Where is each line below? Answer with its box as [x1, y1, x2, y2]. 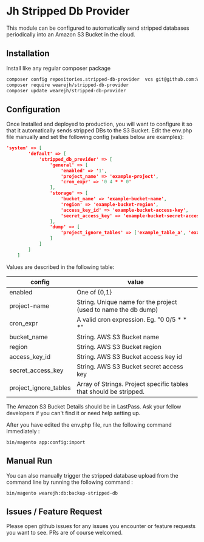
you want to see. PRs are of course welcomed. [6, 529, 123, 537]
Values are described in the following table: [6, 263, 115, 271]
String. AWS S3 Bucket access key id [76, 352, 182, 361]
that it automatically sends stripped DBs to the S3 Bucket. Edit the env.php [6, 127, 192, 134]
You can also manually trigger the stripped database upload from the [6, 472, 178, 479]
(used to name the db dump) [76, 305, 158, 314]
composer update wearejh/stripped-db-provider [6, 87, 126, 93]
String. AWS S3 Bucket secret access [76, 362, 183, 371]
